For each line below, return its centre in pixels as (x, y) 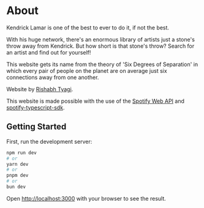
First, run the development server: (49, 141)
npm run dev (21, 153)
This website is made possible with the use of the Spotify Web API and (96, 101)
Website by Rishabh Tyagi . (40, 89)
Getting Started (36, 127)
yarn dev (17, 164)
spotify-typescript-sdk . (36, 107)
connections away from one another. (53, 77)
